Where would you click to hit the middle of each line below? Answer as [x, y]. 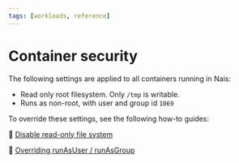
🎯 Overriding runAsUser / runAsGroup [72, 150]
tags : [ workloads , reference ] [60, 16]
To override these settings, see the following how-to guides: [109, 118]
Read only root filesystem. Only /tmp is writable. [100, 94]
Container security [73, 56]
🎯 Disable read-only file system [61, 134]
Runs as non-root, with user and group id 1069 [97, 103]
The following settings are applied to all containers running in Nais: [119, 79]
